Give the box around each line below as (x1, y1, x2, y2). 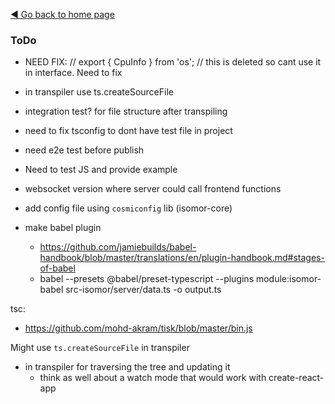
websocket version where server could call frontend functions (24, 183, 282, 195)
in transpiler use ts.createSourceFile (24, 86, 174, 98)
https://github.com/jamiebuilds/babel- (39, 241, 197, 253)
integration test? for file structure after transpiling (24, 105, 228, 118)
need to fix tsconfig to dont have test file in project (24, 125, 233, 137)
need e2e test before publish (24, 144, 145, 156)
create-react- (268, 372, 325, 384)
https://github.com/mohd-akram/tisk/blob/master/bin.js (24, 322, 253, 334)
